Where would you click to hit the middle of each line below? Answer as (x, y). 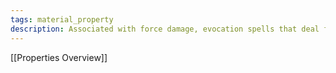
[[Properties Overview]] (59, 57)
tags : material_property (62, 19)
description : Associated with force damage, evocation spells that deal (165, 29)
